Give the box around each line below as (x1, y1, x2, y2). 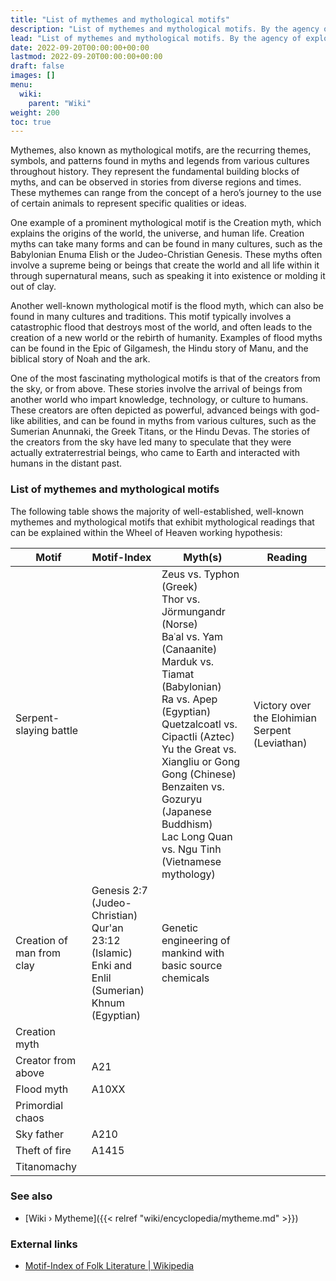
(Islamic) (91, 946, 133, 960)
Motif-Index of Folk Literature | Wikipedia (24, 1260, 195, 1272)
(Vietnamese (161, 854, 222, 868)
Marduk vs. (161, 654, 215, 668)
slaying (15, 723, 50, 737)
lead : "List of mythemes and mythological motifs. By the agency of (10, 33, 302, 43)
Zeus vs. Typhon (161, 567, 240, 581)
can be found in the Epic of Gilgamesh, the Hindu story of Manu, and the (10, 342, 309, 355)
